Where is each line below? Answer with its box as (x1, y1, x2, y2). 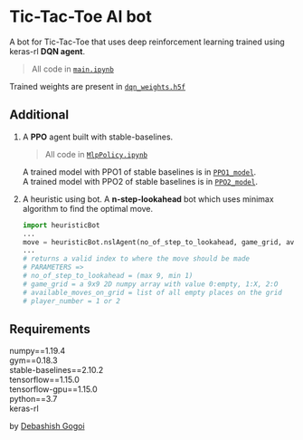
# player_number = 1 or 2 (22, 296, 120, 305)
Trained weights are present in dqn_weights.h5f (9, 81, 186, 91)
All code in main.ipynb (31, 63, 115, 74)
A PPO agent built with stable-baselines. (22, 131, 174, 142)
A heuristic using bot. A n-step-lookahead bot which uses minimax (22, 193, 274, 205)
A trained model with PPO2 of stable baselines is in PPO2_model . (22, 176, 258, 187)
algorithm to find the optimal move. (22, 203, 154, 214)
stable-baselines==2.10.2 (9, 365, 104, 376)
